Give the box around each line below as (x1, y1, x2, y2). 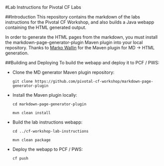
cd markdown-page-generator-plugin (12, 102, 87, 107)
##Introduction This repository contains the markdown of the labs (5, 14, 141, 19)
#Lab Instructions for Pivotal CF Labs (5, 4, 81, 10)
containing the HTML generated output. (5, 24, 87, 30)
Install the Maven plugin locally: (12, 92, 77, 98)
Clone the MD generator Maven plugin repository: (12, 69, 115, 75)
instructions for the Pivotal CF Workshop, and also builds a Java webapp (5, 19, 155, 25)
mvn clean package (12, 138, 51, 143)
